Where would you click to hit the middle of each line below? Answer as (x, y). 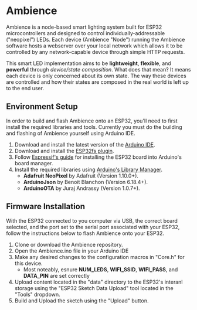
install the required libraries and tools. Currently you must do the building (94, 127)
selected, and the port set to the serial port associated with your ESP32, (93, 227)
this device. (28, 263)
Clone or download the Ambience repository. (69, 244)
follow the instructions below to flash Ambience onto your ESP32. (85, 233)
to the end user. (25, 88)
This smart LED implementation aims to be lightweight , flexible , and (89, 63)
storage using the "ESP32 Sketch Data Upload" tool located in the (94, 288)
